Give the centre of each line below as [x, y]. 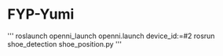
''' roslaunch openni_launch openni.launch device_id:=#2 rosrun [111, 36]
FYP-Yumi [41, 14]
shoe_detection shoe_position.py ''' [65, 44]
